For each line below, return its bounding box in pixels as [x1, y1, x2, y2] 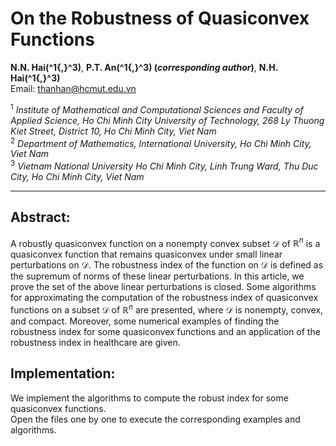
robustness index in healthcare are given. [10, 337, 181, 349]
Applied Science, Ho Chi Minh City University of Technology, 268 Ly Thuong [10, 114, 325, 126]
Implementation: [10, 365, 116, 382]
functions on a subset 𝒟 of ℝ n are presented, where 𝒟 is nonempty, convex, [10, 302, 324, 316]
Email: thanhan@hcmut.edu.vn [10, 82, 137, 94]
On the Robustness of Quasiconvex [10, 7, 310, 30]
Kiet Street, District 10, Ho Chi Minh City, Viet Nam [10, 125, 217, 137]
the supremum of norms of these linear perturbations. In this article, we [10, 270, 305, 282]
